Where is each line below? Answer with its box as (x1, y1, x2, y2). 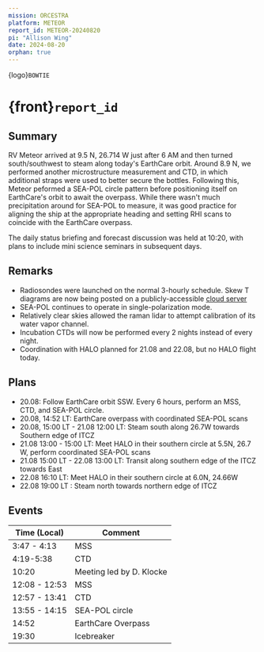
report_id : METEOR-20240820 (8, 26, 101, 34)
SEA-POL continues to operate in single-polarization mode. (19, 302, 213, 311)
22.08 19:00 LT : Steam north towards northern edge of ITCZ (19, 481, 217, 490)
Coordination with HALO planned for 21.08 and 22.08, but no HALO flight (19, 344, 257, 353)
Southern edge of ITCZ (19, 430, 95, 440)
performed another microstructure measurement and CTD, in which (8, 167, 228, 177)
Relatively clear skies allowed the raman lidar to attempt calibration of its (19, 311, 256, 320)
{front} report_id (8, 98, 119, 116)
